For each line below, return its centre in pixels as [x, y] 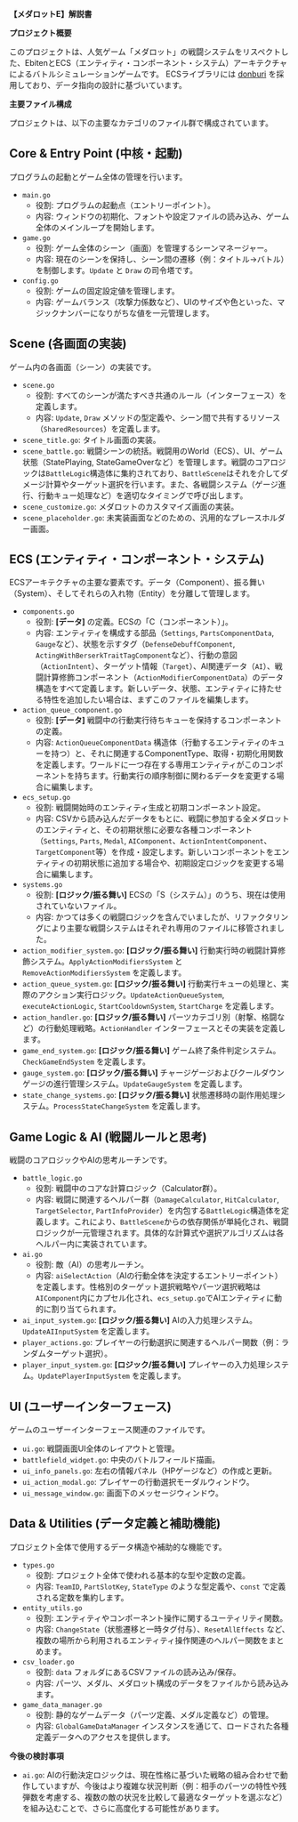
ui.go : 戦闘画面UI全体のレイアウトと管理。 [101, 1448]
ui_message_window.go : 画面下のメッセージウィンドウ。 [123, 1493]
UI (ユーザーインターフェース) [90, 1406]
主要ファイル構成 [40, 104]
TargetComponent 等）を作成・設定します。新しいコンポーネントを [154, 852]
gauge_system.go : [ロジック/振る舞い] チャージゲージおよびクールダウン [153, 1073]
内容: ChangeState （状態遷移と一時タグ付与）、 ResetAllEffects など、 [162, 1629]
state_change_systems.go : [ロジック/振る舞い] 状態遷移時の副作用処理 [150, 1095]
